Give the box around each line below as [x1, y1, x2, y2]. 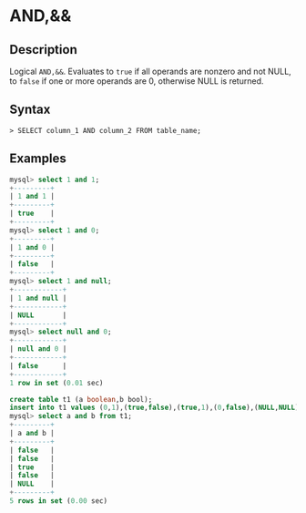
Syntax [9, 102, 51, 118]
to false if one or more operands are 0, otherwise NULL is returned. [9, 76, 264, 87]
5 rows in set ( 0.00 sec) [9, 497, 107, 506]
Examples [9, 151, 66, 167]
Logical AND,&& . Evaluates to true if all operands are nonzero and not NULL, [9, 66, 291, 77]
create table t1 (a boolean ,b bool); [9, 395, 153, 404]
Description [9, 42, 77, 57]
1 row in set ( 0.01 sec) [9, 378, 104, 387]
